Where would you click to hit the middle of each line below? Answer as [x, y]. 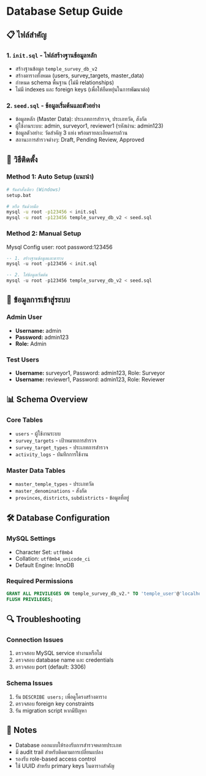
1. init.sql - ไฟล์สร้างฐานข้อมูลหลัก [51, 55]
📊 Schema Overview [47, 399]
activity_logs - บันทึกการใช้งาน [52, 454]
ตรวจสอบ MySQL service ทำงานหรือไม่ [59, 653]
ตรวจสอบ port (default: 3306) [51, 667]
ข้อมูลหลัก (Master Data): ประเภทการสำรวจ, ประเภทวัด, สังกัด [81, 119]
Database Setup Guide [65, 11]
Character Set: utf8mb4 [44, 552]
